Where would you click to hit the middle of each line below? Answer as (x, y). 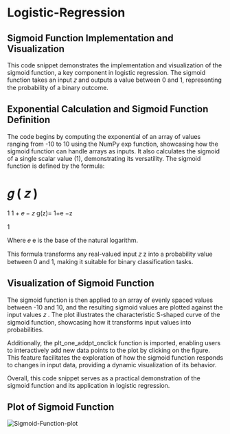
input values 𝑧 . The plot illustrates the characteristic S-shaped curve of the (114, 314)
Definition (28, 120)
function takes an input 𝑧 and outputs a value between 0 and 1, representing (114, 80)
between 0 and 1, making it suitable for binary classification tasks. (100, 261)
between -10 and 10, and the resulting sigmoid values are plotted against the (115, 307)
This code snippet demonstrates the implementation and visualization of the (115, 65)
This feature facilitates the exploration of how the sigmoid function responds (115, 357)
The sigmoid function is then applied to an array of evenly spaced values (110, 300)
